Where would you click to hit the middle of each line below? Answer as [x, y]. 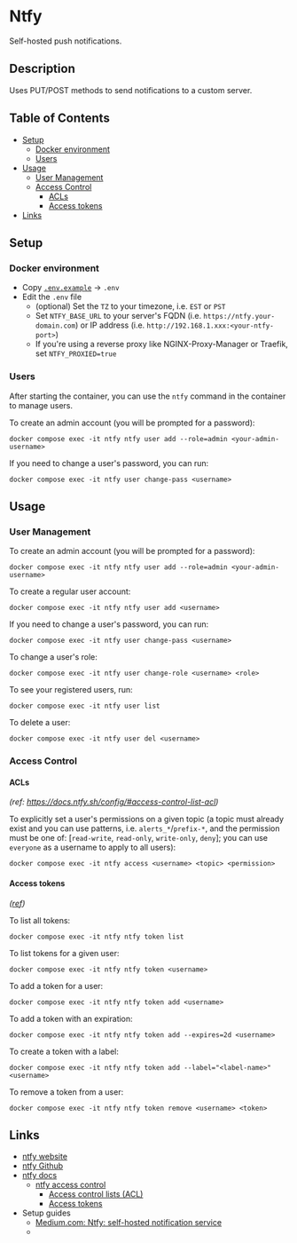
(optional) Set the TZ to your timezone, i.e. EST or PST [130, 306]
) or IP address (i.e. [110, 325]
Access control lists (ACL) [96, 1194]
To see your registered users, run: [71, 690]
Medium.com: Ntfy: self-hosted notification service [129, 1223]
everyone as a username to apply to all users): [93, 847]
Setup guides [46, 1213]
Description [42, 69]
